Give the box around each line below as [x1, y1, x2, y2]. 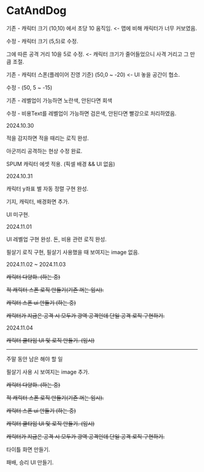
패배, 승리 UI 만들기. [6, 459, 54, 466]
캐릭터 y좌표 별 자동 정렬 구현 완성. [6, 185, 89, 192]
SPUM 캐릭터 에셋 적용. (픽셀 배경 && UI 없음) [6, 160, 115, 167]
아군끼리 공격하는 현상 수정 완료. [6, 147, 83, 154]
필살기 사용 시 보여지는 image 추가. [6, 368, 90, 375]
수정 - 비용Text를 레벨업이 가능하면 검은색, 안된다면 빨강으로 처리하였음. [6, 109, 177, 117]
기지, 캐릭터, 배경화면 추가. [6, 198, 70, 205]
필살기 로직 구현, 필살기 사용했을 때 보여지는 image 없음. [6, 248, 140, 255]
